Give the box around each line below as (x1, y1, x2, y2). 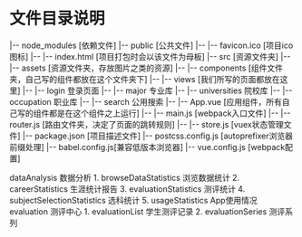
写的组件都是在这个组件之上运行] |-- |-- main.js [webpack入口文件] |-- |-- (16, 108, 291, 118)
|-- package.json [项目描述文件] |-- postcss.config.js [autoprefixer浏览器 (22, 130, 293, 141)
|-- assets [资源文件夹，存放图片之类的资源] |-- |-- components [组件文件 (9, 62, 284, 73)
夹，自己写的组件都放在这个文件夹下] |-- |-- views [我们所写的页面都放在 (9, 73, 281, 84)
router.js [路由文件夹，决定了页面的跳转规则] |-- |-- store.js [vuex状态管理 (9, 118, 284, 129)
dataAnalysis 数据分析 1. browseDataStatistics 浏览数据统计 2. (9, 172, 240, 183)
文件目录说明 (9, 8, 106, 29)
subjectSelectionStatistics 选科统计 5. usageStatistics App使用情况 (9, 194, 258, 205)
